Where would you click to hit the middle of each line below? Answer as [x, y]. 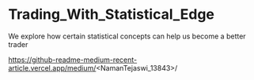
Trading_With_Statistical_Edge [112, 15]
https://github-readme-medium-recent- [73, 60]
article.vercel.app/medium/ [52, 67]
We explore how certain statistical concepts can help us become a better [127, 36]
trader [18, 44]
